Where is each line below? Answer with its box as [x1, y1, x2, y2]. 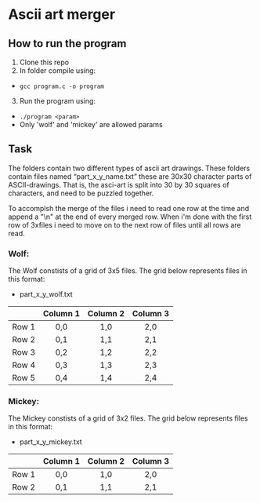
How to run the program [8, 37, 127, 50]
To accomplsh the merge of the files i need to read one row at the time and [8, 203, 250, 213]
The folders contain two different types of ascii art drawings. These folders [8, 163, 251, 173]
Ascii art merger [8, 5, 116, 24]
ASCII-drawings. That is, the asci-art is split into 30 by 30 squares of [8, 180, 229, 189]
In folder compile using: [19, 66, 96, 75]
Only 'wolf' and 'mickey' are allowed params [19, 120, 163, 129]
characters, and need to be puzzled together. [8, 188, 154, 198]
